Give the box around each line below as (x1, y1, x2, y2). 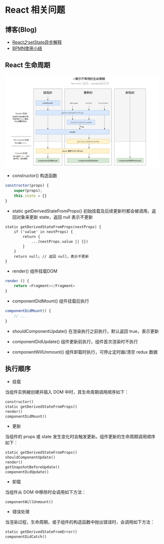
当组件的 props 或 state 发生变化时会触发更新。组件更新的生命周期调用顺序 (5, 433, 156, 439)
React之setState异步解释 (12, 40, 62, 45)
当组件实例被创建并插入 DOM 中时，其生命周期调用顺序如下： (5, 389, 129, 395)
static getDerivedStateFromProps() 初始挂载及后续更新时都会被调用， (12, 208, 152, 214)
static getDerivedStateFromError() (5, 529, 78, 534)
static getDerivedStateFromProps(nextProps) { (5, 224, 102, 230)
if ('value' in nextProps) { (14, 229, 73, 234)
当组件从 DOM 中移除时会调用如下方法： (5, 489, 86, 495)
